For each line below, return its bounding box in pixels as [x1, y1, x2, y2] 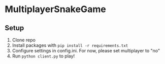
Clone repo [12, 37, 36, 43]
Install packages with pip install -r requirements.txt [12, 42, 128, 48]
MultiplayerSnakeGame [5, 4, 106, 15]
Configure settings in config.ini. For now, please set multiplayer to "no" [12, 48, 160, 53]
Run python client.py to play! [12, 53, 75, 59]
